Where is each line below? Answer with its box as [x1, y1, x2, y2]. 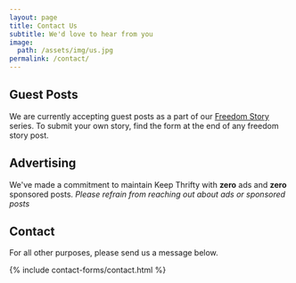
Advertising [9, 156, 77, 171]
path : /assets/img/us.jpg [17, 46, 114, 55]
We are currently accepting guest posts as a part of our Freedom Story [9, 110, 270, 121]
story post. [9, 130, 49, 141]
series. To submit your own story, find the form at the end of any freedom [9, 120, 279, 131]
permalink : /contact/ [9, 54, 90, 63]
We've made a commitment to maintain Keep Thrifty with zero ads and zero [9, 179, 287, 190]
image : [9, 37, 34, 47]
